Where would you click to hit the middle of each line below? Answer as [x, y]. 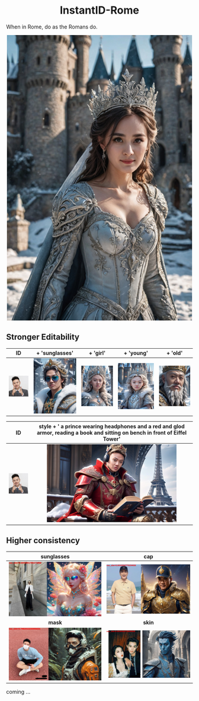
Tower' [112, 439]
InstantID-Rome [99, 10]
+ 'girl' [97, 353]
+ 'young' [136, 353]
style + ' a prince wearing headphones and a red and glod [112, 426]
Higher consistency [43, 540]
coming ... [18, 692]
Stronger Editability [43, 337]
